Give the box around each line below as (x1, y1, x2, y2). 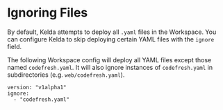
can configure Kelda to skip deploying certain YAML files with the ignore (7, 35, 215, 43)
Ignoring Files (7, 5, 88, 21)
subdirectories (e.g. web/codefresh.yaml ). (7, 71, 125, 79)
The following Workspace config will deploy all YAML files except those (7, 55, 212, 64)
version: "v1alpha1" (7, 84, 67, 91)
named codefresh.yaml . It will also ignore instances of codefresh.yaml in (7, 63, 213, 71)
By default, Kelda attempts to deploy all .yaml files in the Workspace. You (7, 28, 217, 36)
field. (7, 42, 22, 51)
